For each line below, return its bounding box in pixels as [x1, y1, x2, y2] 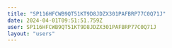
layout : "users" [7, 30, 55, 37]
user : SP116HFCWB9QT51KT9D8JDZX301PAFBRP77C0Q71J [7, 23, 157, 30]
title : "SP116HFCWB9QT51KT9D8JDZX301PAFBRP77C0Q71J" [7, 10, 166, 18]
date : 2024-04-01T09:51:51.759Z [7, 17, 103, 24]
